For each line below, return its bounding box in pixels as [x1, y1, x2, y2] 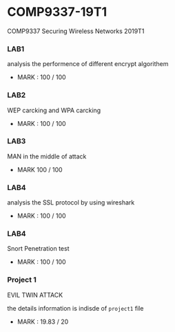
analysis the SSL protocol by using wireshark [7, 198, 135, 207]
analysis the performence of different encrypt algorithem [7, 60, 169, 68]
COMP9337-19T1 [7, 4, 107, 20]
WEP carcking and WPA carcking [7, 106, 101, 114]
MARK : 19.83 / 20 [17, 318, 69, 326]
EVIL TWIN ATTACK [7, 291, 63, 299]
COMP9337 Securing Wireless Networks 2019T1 [7, 27, 145, 35]
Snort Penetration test [7, 245, 70, 253]
